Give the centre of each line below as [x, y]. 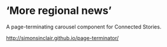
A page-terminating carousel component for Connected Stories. [84, 27]
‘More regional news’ [59, 11]
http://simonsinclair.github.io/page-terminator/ [63, 38]
